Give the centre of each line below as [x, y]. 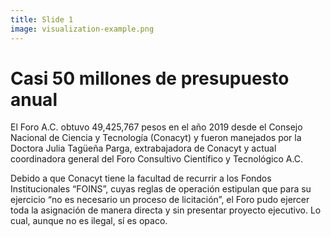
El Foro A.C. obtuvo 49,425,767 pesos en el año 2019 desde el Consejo [156, 127]
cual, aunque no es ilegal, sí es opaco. [89, 221]
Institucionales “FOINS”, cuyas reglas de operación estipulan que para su [161, 189]
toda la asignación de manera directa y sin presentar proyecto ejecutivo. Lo [166, 210]
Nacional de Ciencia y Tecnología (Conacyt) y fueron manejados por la [156, 138]
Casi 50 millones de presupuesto [150, 78]
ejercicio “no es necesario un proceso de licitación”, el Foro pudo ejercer [160, 200]
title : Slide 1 [42, 19]
